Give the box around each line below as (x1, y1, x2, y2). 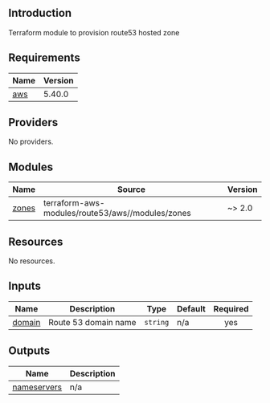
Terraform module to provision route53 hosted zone (8, 27, 180, 37)
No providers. (8, 136, 54, 147)
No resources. (8, 256, 55, 266)
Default (176, 303, 207, 314)
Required (213, 303, 249, 314)
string (144, 317, 170, 327)
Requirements (8, 51, 80, 65)
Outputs (8, 344, 51, 358)
